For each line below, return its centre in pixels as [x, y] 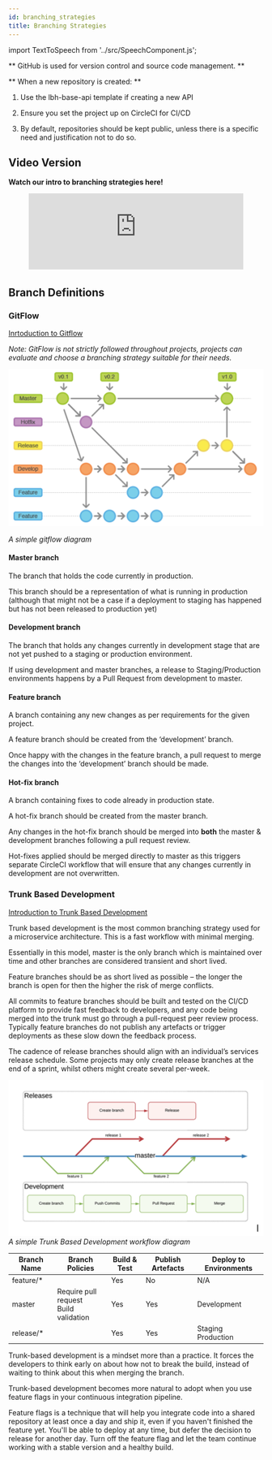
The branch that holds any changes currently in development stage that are [134, 645]
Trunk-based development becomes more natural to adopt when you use [130, 1388]
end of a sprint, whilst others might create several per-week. [109, 1069]
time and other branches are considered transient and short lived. [118, 961]
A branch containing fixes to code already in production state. [111, 801]
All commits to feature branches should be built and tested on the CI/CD [128, 1001]
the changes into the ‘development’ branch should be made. [108, 764]
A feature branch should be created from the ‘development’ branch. [121, 740]
